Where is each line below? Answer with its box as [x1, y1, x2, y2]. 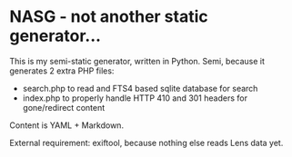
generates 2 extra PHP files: [9, 65, 115, 76]
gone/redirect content [22, 102, 106, 113]
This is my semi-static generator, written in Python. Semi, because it [9, 55, 266, 66]
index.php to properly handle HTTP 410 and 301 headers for [22, 93, 248, 103]
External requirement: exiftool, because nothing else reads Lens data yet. [9, 137, 284, 148]
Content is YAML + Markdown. [9, 120, 125, 131]
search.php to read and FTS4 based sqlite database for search [22, 83, 258, 93]
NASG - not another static [9, 6, 208, 27]
